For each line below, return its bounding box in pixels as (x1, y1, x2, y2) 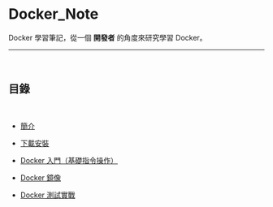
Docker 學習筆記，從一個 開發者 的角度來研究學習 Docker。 (8, 32, 207, 42)
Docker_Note (8, 5, 99, 24)
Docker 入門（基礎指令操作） (19, 155, 119, 165)
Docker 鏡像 (19, 172, 62, 183)
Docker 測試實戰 (19, 190, 76, 200)
